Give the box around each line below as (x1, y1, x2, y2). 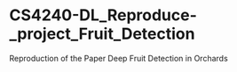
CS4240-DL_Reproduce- (9, 5, 198, 25)
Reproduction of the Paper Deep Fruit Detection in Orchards (9, 53, 228, 63)
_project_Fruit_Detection (9, 24, 195, 44)
